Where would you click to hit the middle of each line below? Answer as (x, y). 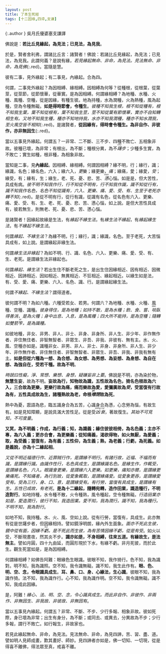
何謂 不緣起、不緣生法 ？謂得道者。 (40, 292)
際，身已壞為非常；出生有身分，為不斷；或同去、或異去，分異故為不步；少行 (83, 618)
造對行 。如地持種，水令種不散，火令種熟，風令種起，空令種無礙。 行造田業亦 (83, 495)
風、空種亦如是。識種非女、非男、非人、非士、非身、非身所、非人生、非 (78, 346)
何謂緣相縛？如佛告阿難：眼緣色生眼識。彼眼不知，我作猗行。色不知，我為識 (83, 560)
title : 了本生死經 (22, 14)
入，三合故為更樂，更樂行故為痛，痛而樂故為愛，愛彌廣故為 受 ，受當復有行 (81, 387)
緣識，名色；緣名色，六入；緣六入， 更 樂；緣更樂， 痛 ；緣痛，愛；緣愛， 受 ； (83, 171)
